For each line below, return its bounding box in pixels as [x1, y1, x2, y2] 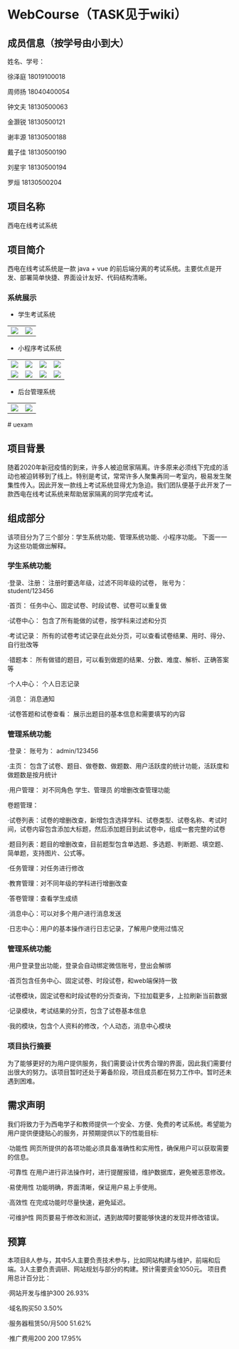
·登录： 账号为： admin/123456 [7, 747, 99, 755]
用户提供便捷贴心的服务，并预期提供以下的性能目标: [7, 1129, 159, 1137]
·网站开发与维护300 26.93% [7, 1289, 90, 1298]
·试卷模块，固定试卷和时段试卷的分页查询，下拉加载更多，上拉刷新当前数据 [7, 991, 228, 1000]
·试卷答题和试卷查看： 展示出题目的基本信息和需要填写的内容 [7, 709, 186, 718]
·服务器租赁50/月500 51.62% [7, 1319, 92, 1328]
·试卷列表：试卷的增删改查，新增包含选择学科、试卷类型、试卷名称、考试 [7, 816, 222, 825]
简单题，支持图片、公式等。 [7, 849, 89, 858]
